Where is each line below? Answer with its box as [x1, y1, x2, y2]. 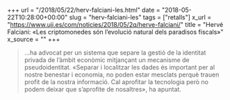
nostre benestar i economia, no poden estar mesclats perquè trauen [24, 70, 220, 79]
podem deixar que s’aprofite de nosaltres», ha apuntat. [24, 86, 182, 93]
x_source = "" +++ [7, 35, 60, 43]
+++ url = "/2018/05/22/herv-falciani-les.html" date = [7, 6, 161, 14]
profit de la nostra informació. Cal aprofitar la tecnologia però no [24, 78, 209, 86]
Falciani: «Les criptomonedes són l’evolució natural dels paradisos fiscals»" [7, 28, 224, 36]
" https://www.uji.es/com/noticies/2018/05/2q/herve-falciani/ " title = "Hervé [7, 21, 224, 28]
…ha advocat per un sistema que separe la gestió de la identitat [24, 48, 206, 57]
